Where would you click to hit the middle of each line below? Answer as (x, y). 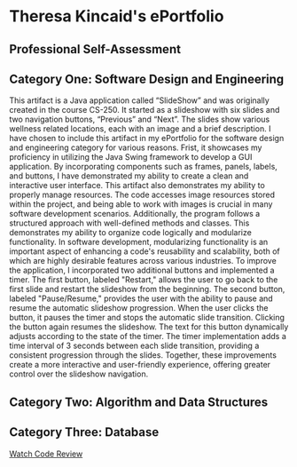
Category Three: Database (84, 432)
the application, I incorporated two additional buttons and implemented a (142, 270)
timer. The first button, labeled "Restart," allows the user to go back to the (144, 280)
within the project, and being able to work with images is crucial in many (141, 204)
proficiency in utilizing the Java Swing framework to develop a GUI (131, 157)
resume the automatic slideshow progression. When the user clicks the (139, 308)
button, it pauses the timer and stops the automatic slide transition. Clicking (147, 318)
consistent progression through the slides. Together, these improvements (143, 355)
